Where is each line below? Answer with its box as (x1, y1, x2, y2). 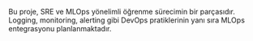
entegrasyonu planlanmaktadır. (8, 24, 112, 33)
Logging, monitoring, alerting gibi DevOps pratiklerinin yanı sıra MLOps (8, 15, 246, 25)
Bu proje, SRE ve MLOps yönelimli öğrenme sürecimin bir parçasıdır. (8, 7, 235, 16)
